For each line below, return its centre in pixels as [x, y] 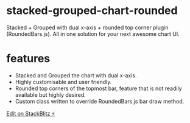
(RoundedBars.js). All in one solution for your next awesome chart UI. [93, 33]
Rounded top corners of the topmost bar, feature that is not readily [98, 88]
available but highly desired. [51, 94]
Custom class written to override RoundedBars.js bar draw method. [100, 101]
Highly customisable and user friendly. [63, 82]
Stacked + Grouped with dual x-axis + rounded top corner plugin [87, 27]
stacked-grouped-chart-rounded [92, 11]
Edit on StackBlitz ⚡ [31, 113]
